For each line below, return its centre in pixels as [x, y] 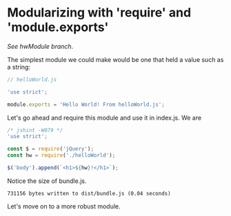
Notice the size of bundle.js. [47, 181]
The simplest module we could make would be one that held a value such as [115, 59]
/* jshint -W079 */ [35, 130]
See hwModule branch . [40, 46]
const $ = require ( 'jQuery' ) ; [51, 149]
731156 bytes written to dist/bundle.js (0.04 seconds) [89, 193]
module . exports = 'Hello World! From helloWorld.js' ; [86, 105]
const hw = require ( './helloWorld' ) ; [61, 155]
